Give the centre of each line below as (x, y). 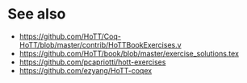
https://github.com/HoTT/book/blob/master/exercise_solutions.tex (129, 53)
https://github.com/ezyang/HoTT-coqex (86, 70)
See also (37, 14)
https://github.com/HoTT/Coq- (70, 36)
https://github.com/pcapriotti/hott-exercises (92, 62)
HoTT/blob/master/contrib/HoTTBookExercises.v (100, 44)
